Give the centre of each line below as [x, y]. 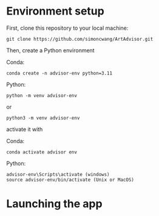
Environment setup [55, 11]
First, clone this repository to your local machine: [67, 28]
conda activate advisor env [42, 152]
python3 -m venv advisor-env [43, 118]
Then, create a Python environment [51, 50]
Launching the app [54, 204]
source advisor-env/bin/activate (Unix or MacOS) [70, 180]
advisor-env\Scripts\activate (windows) [58, 174]
